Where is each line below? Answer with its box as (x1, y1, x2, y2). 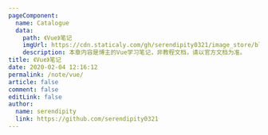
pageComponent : (8, 11, 59, 20)
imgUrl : (22, 41, 48, 49)
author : (8, 100, 34, 108)
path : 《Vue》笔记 (22, 33, 73, 42)
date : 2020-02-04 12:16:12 (8, 64, 98, 71)
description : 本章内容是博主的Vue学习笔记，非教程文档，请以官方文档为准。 (22, 48, 246, 56)
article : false (8, 78, 59, 86)
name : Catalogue (15, 19, 69, 27)
